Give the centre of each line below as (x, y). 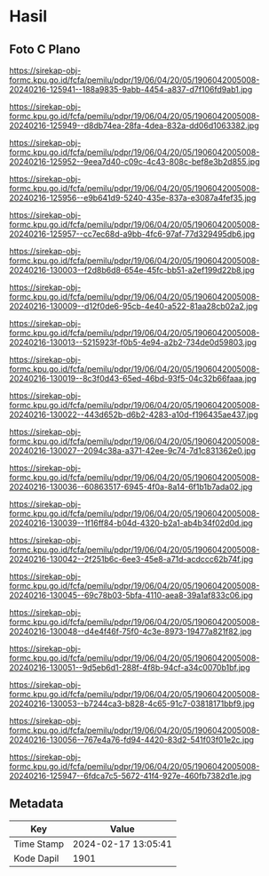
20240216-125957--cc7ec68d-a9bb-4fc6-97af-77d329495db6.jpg (132, 234)
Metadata (36, 804)
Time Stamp (39, 844)
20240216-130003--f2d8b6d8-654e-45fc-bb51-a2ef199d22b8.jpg (132, 270)
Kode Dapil (36, 858)
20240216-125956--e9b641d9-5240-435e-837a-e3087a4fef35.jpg (133, 198)
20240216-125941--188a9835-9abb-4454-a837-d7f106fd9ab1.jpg (131, 89)
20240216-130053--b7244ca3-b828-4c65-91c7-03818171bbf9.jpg (132, 703)
